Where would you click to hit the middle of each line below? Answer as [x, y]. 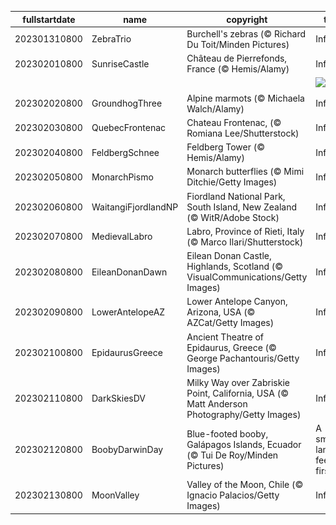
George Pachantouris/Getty [243, 358]
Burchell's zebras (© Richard [246, 33]
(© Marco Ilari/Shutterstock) [245, 242]
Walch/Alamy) [215, 108]
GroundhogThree [127, 103]
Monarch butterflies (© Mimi [245, 172]
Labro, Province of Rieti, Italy [245, 231]
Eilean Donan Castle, [229, 255]
